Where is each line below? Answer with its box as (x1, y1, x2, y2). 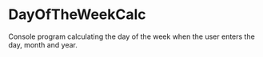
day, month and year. (8, 40, 78, 49)
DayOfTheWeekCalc (8, 6, 146, 24)
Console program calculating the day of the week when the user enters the (8, 32, 256, 41)
